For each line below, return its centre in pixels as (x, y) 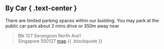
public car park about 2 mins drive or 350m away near (62, 26)
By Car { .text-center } (41, 8)
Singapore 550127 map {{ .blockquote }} (60, 41)
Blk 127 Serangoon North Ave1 (49, 35)
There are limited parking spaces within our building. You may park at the (82, 20)
